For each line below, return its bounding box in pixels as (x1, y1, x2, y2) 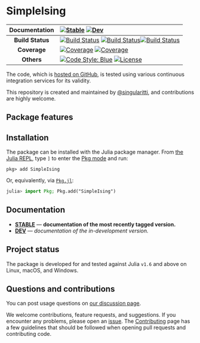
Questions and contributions (6, 284, 115, 294)
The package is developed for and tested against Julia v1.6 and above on (6, 260, 187, 267)
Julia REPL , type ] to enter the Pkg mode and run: (6, 155, 128, 162)
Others (21, 55, 42, 63)
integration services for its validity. (6, 76, 91, 84)
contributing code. (6, 330, 52, 338)
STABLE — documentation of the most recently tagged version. (14, 220, 176, 228)
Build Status (14, 36, 50, 44)
